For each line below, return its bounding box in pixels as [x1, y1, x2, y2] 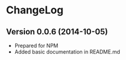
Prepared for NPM [14, 42, 58, 49]
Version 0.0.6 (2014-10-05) [6, 27, 108, 37]
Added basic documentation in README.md [14, 48, 121, 55]
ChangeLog [6, 3, 64, 17]
